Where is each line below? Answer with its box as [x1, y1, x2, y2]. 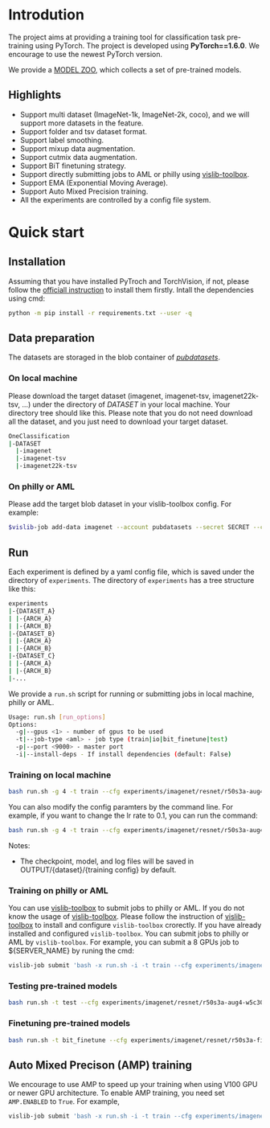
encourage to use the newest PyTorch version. [8, 49, 163, 59]
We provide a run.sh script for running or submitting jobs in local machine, [8, 689, 255, 699]
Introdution [8, 6, 84, 24]
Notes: [8, 841, 31, 851]
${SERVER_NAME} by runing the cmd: [8, 946, 135, 956]
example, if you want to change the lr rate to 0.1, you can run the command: [8, 810, 259, 821]
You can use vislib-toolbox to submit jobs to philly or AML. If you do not [8, 903, 245, 913]
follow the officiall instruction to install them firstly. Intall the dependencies [8, 285, 255, 294]
